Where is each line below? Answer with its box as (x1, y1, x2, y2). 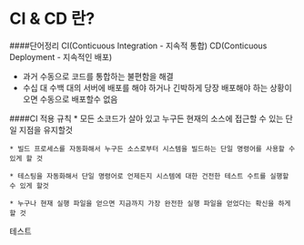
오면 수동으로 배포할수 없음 (22, 93, 118, 105)
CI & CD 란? (9, 8, 96, 29)
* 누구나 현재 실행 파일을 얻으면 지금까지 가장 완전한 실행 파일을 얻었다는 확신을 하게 (9, 199, 291, 208)
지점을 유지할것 (18, 124, 73, 135)
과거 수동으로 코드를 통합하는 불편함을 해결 (22, 70, 175, 82)
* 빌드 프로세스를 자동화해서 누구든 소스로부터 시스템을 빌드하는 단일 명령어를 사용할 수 (9, 144, 296, 153)
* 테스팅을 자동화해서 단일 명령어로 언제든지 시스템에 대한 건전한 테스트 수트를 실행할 (9, 171, 289, 180)
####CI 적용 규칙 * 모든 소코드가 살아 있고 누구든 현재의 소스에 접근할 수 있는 (9, 113, 284, 124)
